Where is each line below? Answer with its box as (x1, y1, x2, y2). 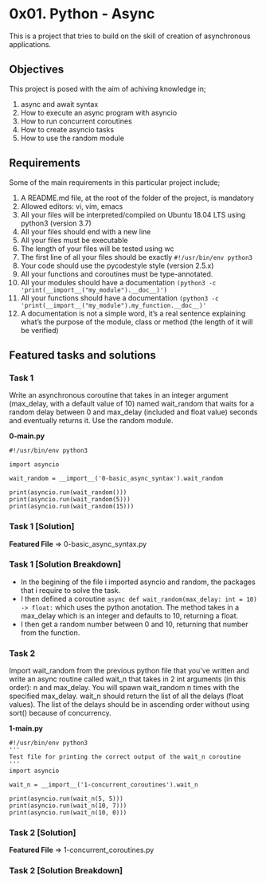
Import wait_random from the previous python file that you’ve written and (9, 666, 249, 676)
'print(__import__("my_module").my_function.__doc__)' (20, 301, 207, 309)
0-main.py (9, 431, 45, 441)
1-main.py (9, 724, 43, 733)
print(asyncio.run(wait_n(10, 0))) (9, 809, 127, 817)
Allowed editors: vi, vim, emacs (20, 201, 123, 211)
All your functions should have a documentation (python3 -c (20, 292, 219, 303)
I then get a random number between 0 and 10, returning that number (20, 619, 248, 629)
